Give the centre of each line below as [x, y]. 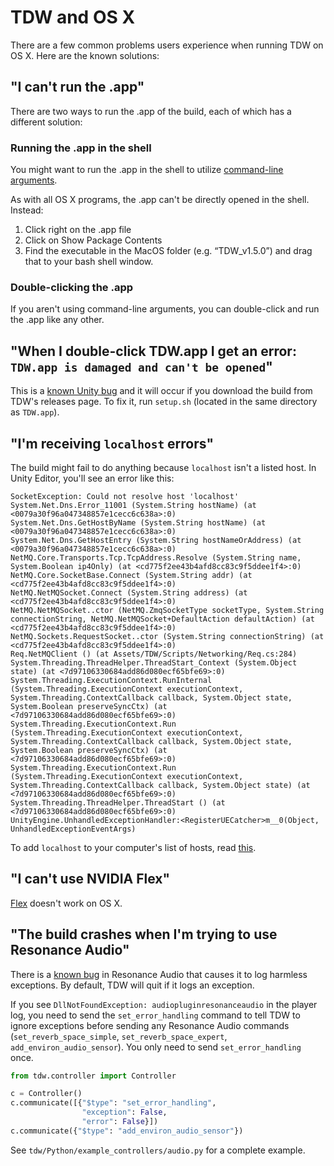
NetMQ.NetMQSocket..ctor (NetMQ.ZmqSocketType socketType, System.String [167, 610]
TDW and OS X [73, 17]
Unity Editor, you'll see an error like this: [92, 478]
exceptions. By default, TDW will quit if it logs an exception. [132, 985]
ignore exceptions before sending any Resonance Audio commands [150, 1025]
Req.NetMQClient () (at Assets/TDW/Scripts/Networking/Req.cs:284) [154, 654]
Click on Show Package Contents [93, 240]
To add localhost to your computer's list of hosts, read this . [133, 847]
